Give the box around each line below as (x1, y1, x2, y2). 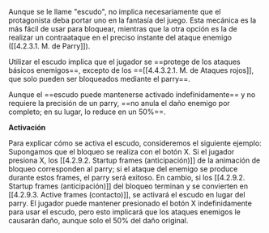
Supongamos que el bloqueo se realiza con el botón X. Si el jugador (8, 147, 235, 156)
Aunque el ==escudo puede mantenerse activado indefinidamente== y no (8, 90, 256, 100)
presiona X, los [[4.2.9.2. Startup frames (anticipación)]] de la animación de (8, 155, 261, 165)
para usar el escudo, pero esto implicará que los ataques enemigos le (8, 207, 241, 217)
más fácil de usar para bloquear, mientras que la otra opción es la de (8, 24, 237, 33)
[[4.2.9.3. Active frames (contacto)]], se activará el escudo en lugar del (8, 190, 246, 199)
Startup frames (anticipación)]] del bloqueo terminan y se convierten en (8, 181, 249, 191)
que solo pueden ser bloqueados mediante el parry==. (8, 74, 190, 83)
